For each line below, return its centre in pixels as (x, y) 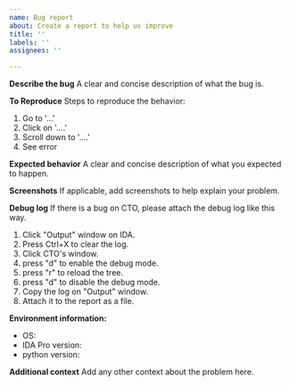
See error (40, 147)
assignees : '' (36, 51)
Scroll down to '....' (56, 137)
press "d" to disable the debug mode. (91, 283)
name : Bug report (41, 17)
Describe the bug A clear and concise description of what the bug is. (137, 84)
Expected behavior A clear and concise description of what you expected (145, 164)
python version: (51, 355)
